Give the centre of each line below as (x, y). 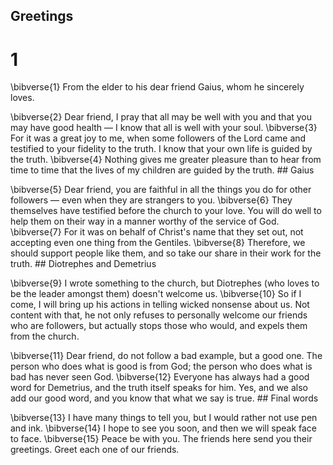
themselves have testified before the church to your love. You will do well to (166, 211)
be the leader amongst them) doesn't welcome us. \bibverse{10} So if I (156, 294)
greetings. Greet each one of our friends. (95, 450)
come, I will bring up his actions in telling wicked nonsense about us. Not (160, 305)
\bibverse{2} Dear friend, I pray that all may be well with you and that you (161, 117)
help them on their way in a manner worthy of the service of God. (145, 221)
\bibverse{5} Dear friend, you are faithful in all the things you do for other (161, 190)
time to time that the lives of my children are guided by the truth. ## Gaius (162, 170)
